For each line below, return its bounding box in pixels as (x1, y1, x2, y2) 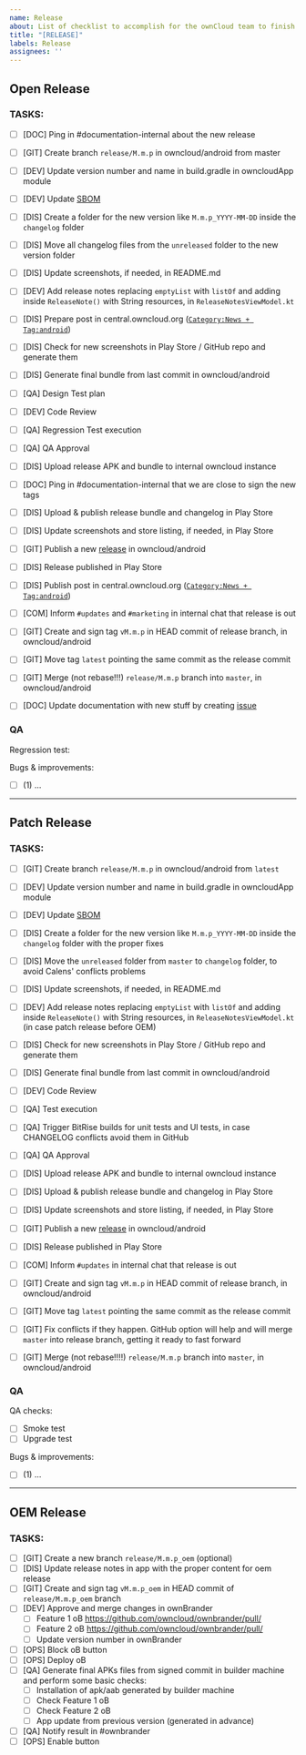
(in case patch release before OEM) (22, 1021, 157, 1032)
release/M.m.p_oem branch (22, 1593, 121, 1604)
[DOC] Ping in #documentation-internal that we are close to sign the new (22, 479, 297, 490)
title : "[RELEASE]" (9, 30, 84, 39)
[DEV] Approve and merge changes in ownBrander (22, 1603, 214, 1614)
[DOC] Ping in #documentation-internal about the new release (22, 128, 256, 139)
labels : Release (9, 38, 71, 48)
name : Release (9, 13, 64, 23)
